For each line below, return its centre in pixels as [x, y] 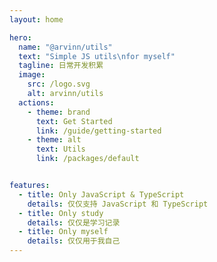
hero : [20, 37]
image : [32, 75]
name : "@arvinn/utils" [65, 47]
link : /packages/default [87, 159]
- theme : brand [59, 112]
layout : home [36, 19]
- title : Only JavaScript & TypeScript [101, 194]
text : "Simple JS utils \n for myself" [97, 56]
